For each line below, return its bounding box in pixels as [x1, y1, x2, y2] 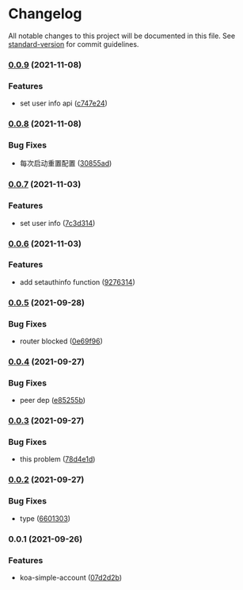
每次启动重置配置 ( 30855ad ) [19, 159, 112, 168]
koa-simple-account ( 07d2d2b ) [19, 573, 123, 582]
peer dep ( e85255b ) [19, 396, 85, 405]
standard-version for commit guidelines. [8, 39, 139, 48]
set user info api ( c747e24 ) [19, 98, 108, 108]
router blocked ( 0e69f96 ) [19, 336, 103, 346]
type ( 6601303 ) [19, 513, 71, 523]
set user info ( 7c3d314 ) [19, 218, 96, 228]
